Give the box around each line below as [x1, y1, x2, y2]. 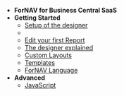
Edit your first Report [24, 36, 85, 44]
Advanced [13, 73, 46, 82]
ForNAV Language [24, 66, 78, 74]
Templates [24, 59, 55, 66]
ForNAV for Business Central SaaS [13, 6, 118, 14]
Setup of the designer [24, 21, 88, 29]
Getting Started [13, 13, 61, 22]
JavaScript [24, 81, 56, 89]
